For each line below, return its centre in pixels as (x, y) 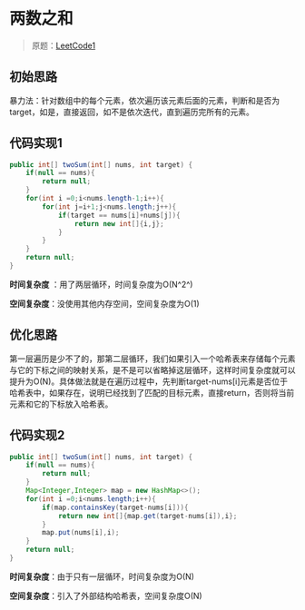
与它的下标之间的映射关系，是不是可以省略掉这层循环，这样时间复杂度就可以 (152, 369)
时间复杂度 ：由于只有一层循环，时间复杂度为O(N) (102, 576)
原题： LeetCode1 (64, 45)
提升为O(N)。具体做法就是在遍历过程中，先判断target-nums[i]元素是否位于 (149, 381)
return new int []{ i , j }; (119, 223)
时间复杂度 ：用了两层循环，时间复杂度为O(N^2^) (101, 284)
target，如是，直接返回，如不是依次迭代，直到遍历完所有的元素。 (132, 112)
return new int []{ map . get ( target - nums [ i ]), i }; (148, 516)
